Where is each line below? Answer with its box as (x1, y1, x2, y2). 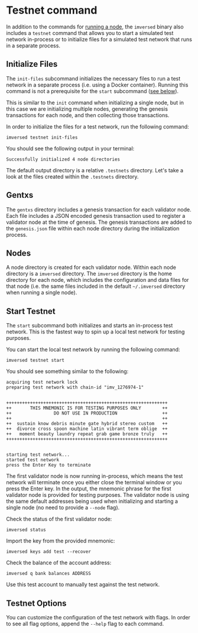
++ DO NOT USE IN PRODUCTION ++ (6, 410, 168, 416)
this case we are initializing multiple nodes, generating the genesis (6, 105, 168, 113)
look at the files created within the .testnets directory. (6, 173, 139, 180)
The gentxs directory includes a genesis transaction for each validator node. (6, 205, 191, 213)
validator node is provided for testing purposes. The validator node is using (6, 491, 189, 499)
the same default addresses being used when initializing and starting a (6, 498, 178, 505)
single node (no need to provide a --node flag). (6, 504, 120, 511)
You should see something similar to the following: (6, 368, 129, 375)
